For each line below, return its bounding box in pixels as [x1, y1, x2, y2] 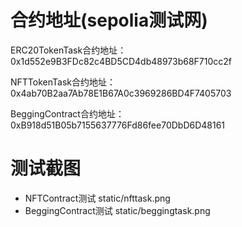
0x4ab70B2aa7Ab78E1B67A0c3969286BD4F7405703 [10, 87, 232, 99]
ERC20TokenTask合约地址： [10, 44, 127, 56]
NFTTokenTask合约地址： [10, 76, 116, 88]
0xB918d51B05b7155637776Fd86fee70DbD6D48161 [10, 119, 226, 131]
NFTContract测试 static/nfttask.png [24, 192, 171, 204]
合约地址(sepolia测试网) [10, 9, 208, 32]
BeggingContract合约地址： [10, 107, 125, 120]
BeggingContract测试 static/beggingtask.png [24, 204, 211, 216]
